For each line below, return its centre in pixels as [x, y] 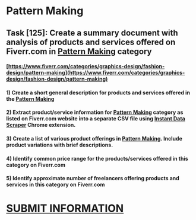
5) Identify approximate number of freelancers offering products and [93, 178]
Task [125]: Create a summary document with [92, 33]
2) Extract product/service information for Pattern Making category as [95, 112]
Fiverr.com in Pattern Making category [79, 51]
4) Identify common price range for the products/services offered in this [97, 158]
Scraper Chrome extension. [41, 125]
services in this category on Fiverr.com [56, 184]
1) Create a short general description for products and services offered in [98, 93]
